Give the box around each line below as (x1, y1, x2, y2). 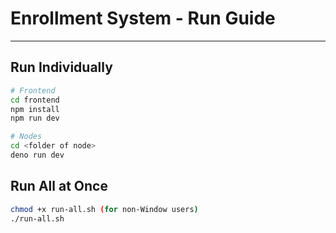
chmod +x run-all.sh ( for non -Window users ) (10, 204, 199, 214)
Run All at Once (10, 178, 108, 195)
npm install (10, 104, 60, 114)
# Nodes (10, 132, 43, 142)
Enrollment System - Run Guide (10, 7, 276, 30)
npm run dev (10, 113, 60, 124)
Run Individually (10, 59, 113, 76)
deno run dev (10, 150, 65, 160)
